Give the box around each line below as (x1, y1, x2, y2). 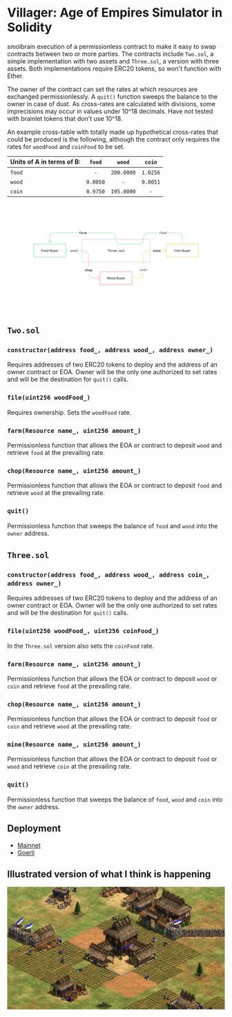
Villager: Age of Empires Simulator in (7, 5, 223, 21)
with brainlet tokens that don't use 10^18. (7, 114, 123, 122)
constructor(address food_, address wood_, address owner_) (7, 347, 214, 354)
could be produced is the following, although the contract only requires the (7, 135, 220, 143)
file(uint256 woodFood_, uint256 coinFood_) (7, 627, 159, 635)
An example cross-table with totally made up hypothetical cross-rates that (7, 128, 219, 136)
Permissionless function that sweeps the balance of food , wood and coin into (7, 795, 223, 804)
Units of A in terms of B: (10, 157, 81, 166)
